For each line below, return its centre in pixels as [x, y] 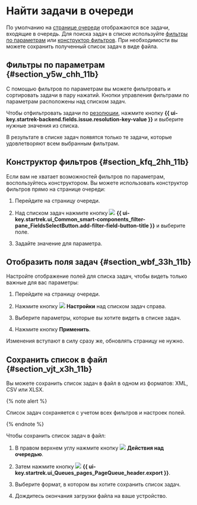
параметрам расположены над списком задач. [66, 101]
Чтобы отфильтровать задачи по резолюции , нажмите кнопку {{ [88, 113]
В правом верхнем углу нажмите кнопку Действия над [89, 448]
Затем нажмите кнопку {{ [51, 467]
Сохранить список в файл [57, 360]
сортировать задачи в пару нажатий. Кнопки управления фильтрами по [98, 95]
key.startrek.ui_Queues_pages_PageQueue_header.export [89, 473]
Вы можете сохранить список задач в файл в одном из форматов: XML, [97, 383]
